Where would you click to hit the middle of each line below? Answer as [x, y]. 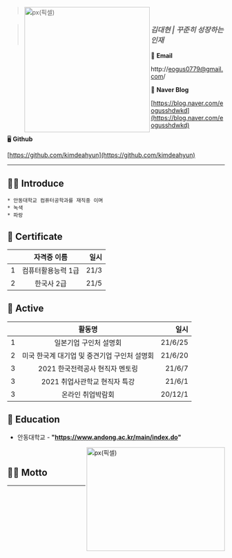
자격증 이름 [50, 257]
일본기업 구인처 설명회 [88, 342]
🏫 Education [33, 419]
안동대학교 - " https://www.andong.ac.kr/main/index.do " [99, 437]
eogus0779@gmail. [196, 69]
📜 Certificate [35, 236]
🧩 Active [26, 309]
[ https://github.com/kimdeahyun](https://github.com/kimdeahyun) [101, 155]
